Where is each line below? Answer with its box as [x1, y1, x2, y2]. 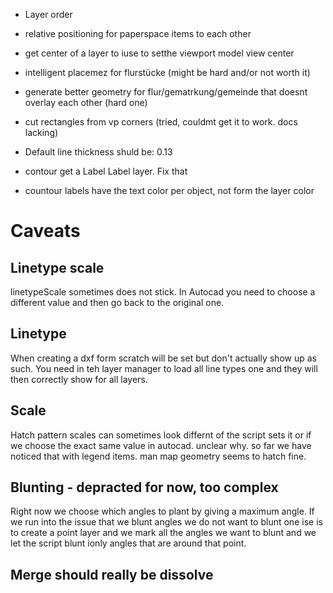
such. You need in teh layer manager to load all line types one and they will [10, 362, 318, 374]
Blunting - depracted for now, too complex [10, 479, 279, 496]
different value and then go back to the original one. [10, 297, 225, 308]
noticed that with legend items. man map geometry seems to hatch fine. [10, 450, 307, 462]
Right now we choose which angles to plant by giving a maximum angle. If [10, 505, 315, 518]
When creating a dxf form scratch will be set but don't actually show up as [10, 352, 317, 364]
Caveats [10, 220, 81, 243]
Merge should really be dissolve [10, 566, 214, 583]
